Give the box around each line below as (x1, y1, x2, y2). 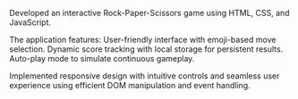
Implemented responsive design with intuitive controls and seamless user (9, 70, 280, 81)
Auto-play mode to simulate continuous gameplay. (9, 54, 195, 63)
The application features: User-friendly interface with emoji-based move (9, 35, 277, 45)
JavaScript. (9, 17, 52, 28)
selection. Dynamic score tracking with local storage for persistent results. (9, 44, 284, 54)
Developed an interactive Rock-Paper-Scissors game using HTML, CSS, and (9, 8, 290, 18)
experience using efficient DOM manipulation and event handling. (9, 80, 251, 90)
